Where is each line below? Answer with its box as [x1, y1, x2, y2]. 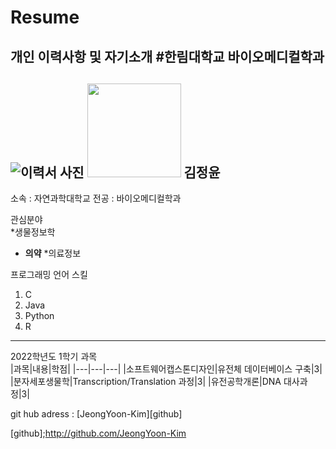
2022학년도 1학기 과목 [10, 351, 98, 363]
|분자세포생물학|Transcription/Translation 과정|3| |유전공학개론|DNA [10, 376, 282, 388]
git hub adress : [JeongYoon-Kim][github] [10, 408, 183, 420]
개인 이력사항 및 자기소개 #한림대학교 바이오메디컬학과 [10, 48, 325, 65]
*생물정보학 [10, 226, 56, 238]
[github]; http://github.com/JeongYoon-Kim [10, 427, 187, 440]
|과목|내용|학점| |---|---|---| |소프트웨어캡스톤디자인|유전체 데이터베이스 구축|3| [10, 363, 323, 375]
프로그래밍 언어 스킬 [10, 269, 88, 281]
